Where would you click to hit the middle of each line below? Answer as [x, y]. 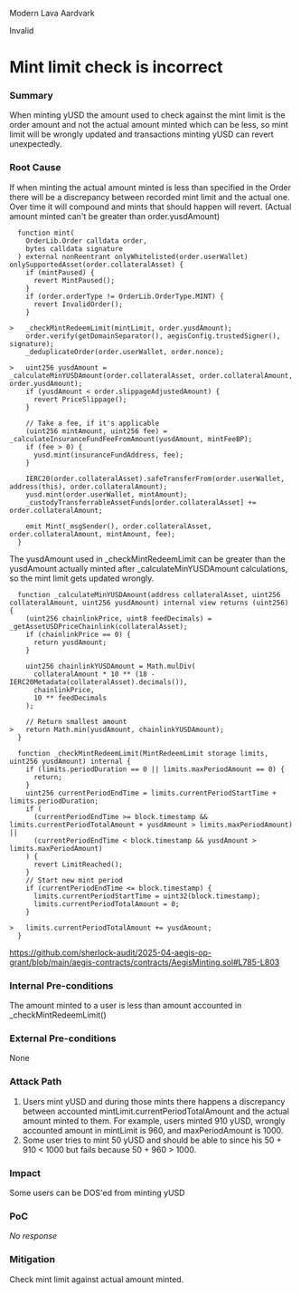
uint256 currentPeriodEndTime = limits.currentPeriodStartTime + [151, 793]
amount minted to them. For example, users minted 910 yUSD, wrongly [154, 1120]
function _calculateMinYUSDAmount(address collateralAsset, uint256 [149, 594]
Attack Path [36, 1082]
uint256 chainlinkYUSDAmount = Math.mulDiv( [111, 666]
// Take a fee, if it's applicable [93, 423]
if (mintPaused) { [60, 272]
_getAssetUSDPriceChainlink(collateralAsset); [99, 626]
